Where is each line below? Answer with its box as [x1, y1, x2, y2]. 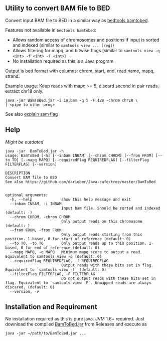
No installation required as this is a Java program [12, 58, 114, 64]
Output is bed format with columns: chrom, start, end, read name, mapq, [5, 68, 155, 74]
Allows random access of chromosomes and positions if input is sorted [12, 37, 159, 43]
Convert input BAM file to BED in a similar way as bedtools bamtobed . [5, 17, 149, 23]
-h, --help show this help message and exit [10, 197, 131, 202]
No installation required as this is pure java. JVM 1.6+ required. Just [5, 316, 144, 322]
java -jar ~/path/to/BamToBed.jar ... [5, 331, 86, 336]
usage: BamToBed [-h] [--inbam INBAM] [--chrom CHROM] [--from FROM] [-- [5, 153, 163, 158]
